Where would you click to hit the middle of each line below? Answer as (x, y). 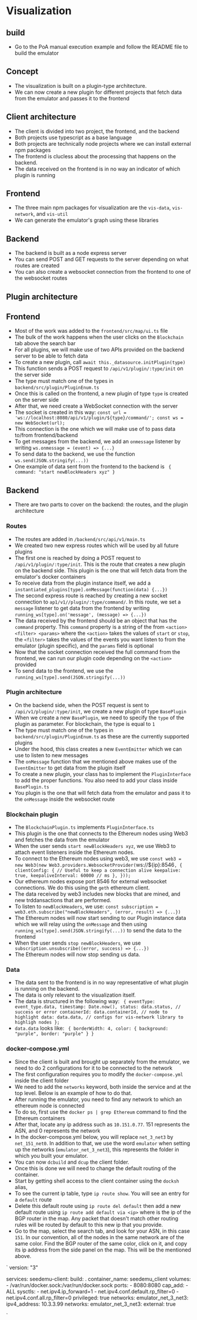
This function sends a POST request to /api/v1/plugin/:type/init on (99, 369)
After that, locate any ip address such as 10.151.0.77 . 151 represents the (102, 1124)
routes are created (37, 266)
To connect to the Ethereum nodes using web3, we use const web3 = (98, 859)
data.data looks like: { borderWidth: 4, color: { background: (91, 1029)
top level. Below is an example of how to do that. (73, 1093)
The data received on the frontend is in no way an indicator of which (97, 169)
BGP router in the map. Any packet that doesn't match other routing (96, 1218)
